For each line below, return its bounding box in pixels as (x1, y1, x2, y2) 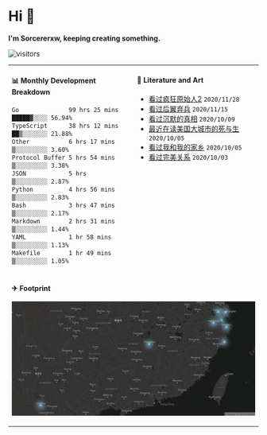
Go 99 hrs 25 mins (11, 106, 119, 114)
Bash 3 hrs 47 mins (11, 201, 115, 209)
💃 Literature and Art (137, 76, 204, 85)
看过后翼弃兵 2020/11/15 (148, 103, 229, 114)
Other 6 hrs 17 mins (11, 138, 115, 146)
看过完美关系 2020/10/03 (148, 152, 229, 161)
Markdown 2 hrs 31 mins (11, 217, 115, 225)
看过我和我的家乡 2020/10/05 (148, 142, 242, 152)
